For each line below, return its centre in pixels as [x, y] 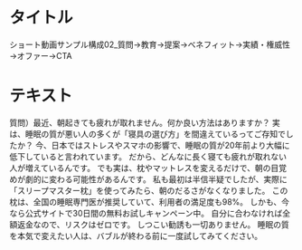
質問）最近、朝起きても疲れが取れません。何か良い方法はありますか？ [140, 122]
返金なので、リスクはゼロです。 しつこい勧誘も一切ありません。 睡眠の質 [153, 224]
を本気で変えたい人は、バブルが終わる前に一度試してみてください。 [136, 236]
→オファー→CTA [41, 55]
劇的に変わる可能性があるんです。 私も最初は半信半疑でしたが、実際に [156, 179]
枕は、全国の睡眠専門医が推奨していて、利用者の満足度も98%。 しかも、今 [150, 202]
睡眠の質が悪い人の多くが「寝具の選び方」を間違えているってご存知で [156, 134]
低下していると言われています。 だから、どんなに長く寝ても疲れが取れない [148, 156]
